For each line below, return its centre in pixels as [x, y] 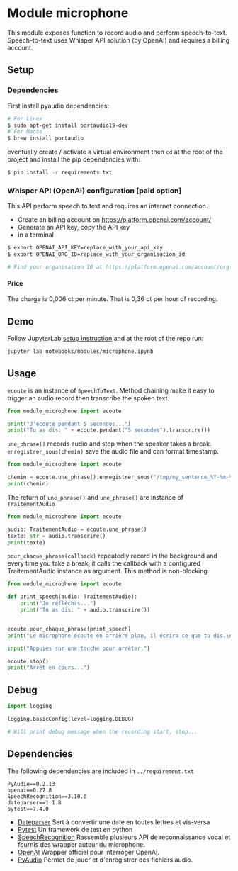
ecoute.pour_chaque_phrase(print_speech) [69, 629]
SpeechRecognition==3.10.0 [47, 796]
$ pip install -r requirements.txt [60, 173]
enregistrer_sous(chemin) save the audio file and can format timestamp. [113, 451]
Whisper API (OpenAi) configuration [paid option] [95, 191]
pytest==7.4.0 [28, 809]
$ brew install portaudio [45, 139]
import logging [30, 707]
